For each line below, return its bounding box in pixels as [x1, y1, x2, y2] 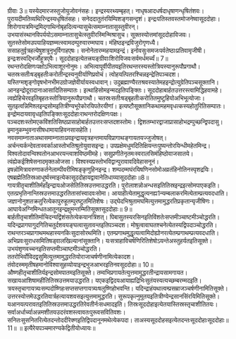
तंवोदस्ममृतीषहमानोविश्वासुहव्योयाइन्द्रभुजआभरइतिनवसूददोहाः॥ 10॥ [7, 261, 154, 269]
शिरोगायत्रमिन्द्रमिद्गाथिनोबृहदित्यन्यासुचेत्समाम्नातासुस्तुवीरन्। [7, 23, 139, 31]
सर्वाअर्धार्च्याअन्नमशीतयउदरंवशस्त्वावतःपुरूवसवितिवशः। [7, 308, 126, 316]
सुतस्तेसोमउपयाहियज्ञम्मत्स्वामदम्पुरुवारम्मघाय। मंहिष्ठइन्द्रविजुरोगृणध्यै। [7, 39, 160, 47]
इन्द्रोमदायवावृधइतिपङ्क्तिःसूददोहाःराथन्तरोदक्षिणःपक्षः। [7, 110, 123, 118]
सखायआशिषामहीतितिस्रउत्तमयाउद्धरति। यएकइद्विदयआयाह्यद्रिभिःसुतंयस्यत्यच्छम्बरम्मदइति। [7, 276, 202, 285]
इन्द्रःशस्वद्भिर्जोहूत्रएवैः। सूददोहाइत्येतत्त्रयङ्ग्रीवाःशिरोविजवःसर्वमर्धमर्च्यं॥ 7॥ [7, 54, 168, 63]
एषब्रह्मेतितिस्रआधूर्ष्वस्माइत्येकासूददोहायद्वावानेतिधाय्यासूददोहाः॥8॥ [7, 173, 149, 181]
